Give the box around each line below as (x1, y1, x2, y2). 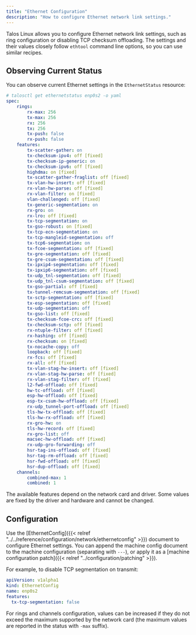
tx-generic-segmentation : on (27, 202, 98, 208)
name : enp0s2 (6, 588, 38, 594)
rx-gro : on (27, 207, 54, 213)
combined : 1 (27, 480, 57, 486)
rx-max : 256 (27, 109, 57, 115)
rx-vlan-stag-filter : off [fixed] (27, 376, 111, 382)
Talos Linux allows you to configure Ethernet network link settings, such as (6, 30, 187, 37)
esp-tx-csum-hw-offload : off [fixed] (27, 398, 119, 404)
